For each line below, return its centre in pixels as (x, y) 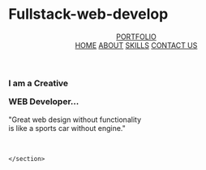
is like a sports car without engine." (67, 128)
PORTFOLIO (136, 37)
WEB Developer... (44, 102)
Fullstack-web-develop (88, 14)
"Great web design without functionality (75, 120)
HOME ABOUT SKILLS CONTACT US (136, 45)
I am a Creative (39, 83)
